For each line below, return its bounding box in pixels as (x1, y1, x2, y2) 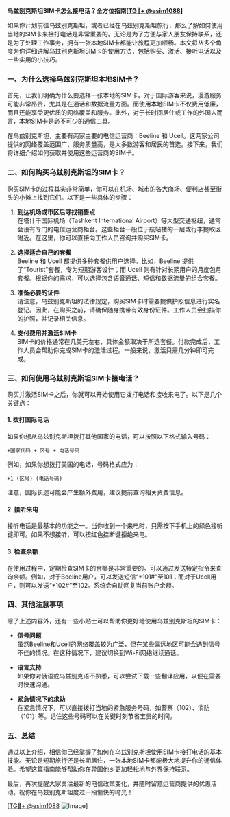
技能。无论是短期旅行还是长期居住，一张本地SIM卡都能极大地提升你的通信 (7, 757, 216, 765)
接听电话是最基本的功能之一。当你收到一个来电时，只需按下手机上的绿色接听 (7, 522, 223, 530)
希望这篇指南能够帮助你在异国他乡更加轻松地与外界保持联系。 (18, 765, 193, 773)
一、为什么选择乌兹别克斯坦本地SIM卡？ (7, 74, 140, 84)
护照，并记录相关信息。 (23, 314, 90, 322)
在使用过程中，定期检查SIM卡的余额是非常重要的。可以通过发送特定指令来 (7, 564, 216, 572)
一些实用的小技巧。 (7, 56, 62, 64)
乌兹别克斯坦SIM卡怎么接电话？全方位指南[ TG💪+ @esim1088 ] (7, 7, 183, 14)
